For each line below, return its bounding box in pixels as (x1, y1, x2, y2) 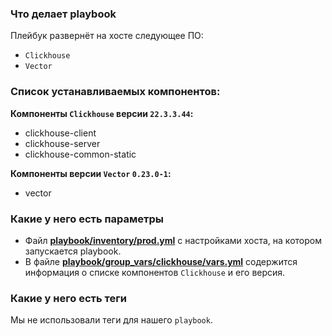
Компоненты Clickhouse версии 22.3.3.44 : (10, 107, 194, 119)
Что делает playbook (10, 7, 117, 21)
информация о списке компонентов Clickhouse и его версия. (24, 266, 286, 278)
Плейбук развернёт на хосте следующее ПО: (10, 30, 204, 42)
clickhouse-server (24, 137, 101, 149)
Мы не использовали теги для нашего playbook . (10, 314, 213, 326)
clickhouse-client (24, 127, 97, 139)
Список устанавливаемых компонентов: (10, 85, 221, 99)
